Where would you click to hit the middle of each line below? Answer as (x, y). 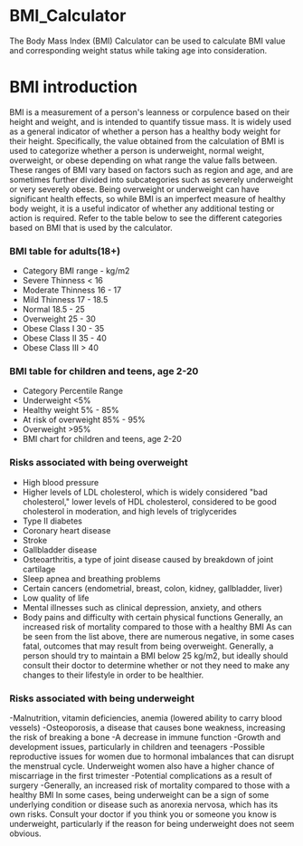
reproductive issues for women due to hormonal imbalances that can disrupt (152, 756)
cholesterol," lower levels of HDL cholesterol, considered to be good (150, 501)
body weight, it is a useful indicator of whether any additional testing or (142, 208)
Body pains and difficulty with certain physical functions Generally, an (152, 617)
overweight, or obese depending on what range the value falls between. (143, 160)
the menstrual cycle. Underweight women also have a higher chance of (142, 766)
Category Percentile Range (73, 391)
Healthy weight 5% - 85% (71, 410)
